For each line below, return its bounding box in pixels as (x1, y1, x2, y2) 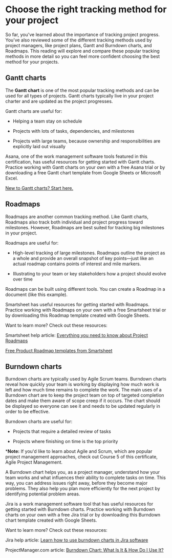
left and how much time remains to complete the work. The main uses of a (5, 387, 162, 393)
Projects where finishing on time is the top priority (12, 439, 118, 445)
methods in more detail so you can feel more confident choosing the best (5, 53, 160, 59)
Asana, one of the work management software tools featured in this (5, 153, 147, 160)
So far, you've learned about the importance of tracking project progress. (5, 31, 160, 37)
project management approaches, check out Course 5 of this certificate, (5, 454, 158, 460)
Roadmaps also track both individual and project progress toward (5, 219, 143, 225)
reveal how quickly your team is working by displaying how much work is (5, 381, 160, 388)
